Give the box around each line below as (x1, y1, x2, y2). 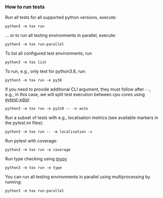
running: (5, 179, 22, 185)
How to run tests (5, 3, 45, 10)
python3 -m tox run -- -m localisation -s (5, 129, 92, 135)
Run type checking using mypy (5, 156, 67, 162)
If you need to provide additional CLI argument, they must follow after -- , (5, 86, 151, 92)
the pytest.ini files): (5, 120, 44, 126)
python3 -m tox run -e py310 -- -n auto (5, 106, 89, 111)
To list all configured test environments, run (5, 50, 92, 57)
